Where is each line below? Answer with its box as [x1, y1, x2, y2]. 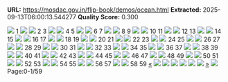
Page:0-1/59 [7, 68, 43, 76]
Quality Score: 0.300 [77, 13, 139, 21]
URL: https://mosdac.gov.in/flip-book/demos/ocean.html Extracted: [7, 6, 202, 14]
